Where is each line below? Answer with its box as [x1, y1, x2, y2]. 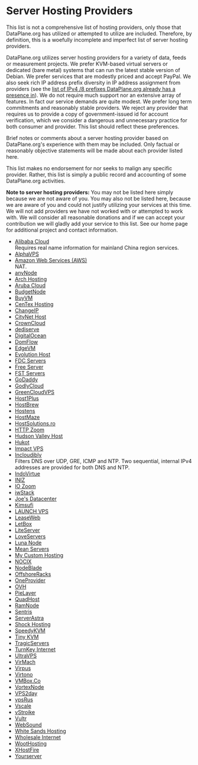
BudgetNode [14, 288, 46, 295]
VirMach [14, 658, 36, 665]
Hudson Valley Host [14, 432, 63, 440]
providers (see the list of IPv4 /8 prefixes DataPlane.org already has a [6, 85, 176, 92]
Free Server [14, 363, 44, 370]
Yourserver [14, 752, 43, 760]
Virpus [14, 665, 31, 672]
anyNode [14, 269, 37, 276]
